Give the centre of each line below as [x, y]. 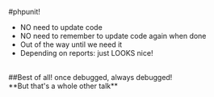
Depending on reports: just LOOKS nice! [86, 53]
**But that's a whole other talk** [63, 86]
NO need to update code [61, 27]
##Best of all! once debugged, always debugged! [90, 77]
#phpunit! [24, 12]
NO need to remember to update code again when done [113, 36]
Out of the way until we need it [71, 44]
